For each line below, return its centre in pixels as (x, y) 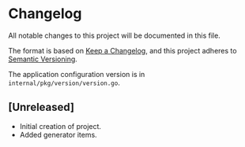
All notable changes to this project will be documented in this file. (115, 35)
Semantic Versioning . (43, 59)
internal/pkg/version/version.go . (64, 83)
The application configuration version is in (77, 74)
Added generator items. (58, 134)
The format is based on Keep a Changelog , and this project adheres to (122, 50)
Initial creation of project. (60, 126)
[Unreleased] (41, 107)
